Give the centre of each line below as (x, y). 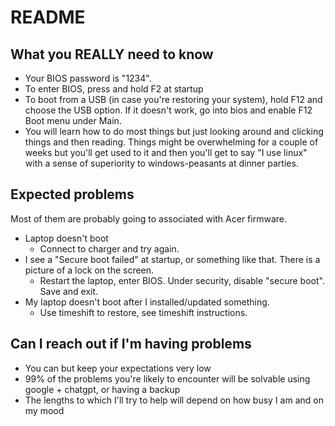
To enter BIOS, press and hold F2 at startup (114, 89)
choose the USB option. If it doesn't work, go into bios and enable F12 (168, 110)
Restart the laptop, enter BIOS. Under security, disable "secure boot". (182, 280)
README (48, 17)
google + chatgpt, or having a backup (102, 389)
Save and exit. (69, 291)
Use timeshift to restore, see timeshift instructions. (143, 312)
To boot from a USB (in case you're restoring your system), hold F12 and (173, 99)
